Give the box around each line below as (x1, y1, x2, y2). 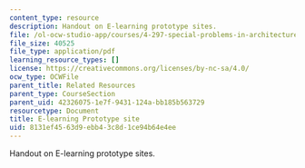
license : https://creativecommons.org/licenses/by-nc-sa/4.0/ (9, 64, 250, 74)
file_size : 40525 (9, 38, 75, 48)
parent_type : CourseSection (9, 89, 116, 98)
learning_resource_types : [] (9, 55, 120, 64)
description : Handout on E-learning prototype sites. (9, 22, 218, 31)
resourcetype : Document (9, 106, 100, 115)
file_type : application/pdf (9, 47, 116, 56)
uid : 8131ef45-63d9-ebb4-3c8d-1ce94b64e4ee (9, 124, 177, 133)
